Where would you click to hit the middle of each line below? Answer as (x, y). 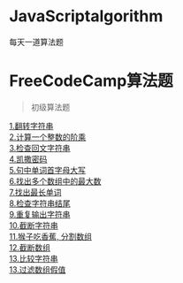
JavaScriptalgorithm (86, 16)
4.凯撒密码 (28, 159)
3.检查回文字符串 (40, 148)
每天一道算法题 (36, 42)
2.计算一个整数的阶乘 (48, 137)
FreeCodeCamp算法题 (91, 81)
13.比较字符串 (34, 258)
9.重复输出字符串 (40, 214)
